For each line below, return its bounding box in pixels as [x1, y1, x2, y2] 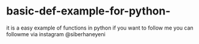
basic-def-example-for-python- [6, 4, 171, 18]
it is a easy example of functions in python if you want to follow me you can [6, 24, 194, 31]
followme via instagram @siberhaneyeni [6, 30, 106, 37]
